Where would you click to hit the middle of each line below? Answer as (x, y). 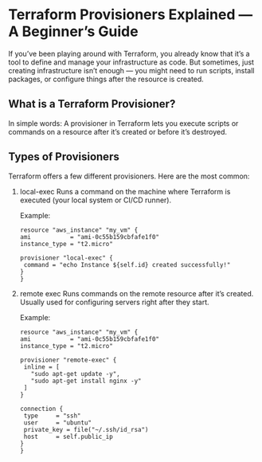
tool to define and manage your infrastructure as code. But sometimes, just (131, 62)
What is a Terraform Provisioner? (92, 104)
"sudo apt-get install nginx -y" (86, 381)
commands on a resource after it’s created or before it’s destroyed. (118, 131)
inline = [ (41, 367)
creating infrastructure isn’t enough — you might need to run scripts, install (131, 70)
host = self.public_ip (68, 437)
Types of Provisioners (64, 157)
